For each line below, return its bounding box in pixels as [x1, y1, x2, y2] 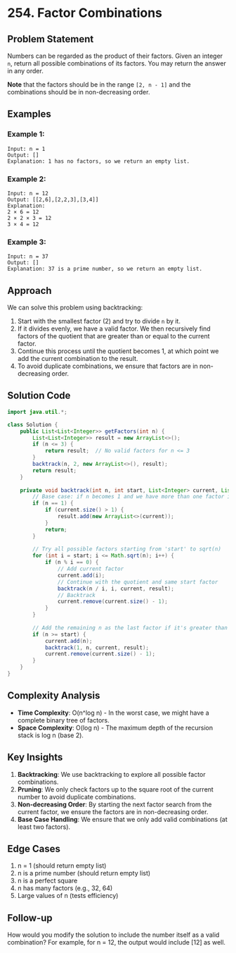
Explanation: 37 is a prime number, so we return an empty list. [7, 266, 202, 273]
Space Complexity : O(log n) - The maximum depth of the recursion [17, 723, 213, 732]
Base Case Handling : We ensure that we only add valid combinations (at [17, 815, 228, 823]
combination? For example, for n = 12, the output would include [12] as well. [7, 938, 226, 947]
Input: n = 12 [7, 190, 49, 197]
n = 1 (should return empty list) [17, 861, 107, 870]
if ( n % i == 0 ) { [44, 559, 99, 566]
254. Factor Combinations [7, 5, 163, 21]
